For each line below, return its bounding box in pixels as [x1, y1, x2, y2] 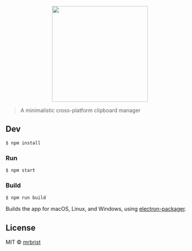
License [5, 222, 36, 233]
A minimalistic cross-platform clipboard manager [20, 107, 141, 114]
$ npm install [5, 140, 41, 146]
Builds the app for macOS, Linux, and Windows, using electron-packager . [5, 205, 187, 213]
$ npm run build [5, 195, 46, 201]
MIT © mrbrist [5, 238, 41, 246]
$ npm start [5, 168, 35, 174]
